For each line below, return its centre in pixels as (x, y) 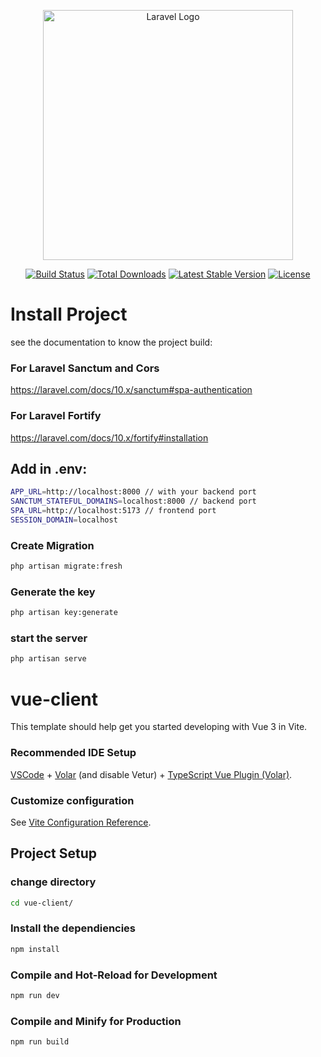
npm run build (40, 1042)
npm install (35, 949)
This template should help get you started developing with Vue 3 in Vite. (159, 727)
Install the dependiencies (73, 928)
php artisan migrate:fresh (66, 566)
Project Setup (54, 853)
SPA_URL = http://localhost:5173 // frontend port (113, 511)
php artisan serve (48, 659)
